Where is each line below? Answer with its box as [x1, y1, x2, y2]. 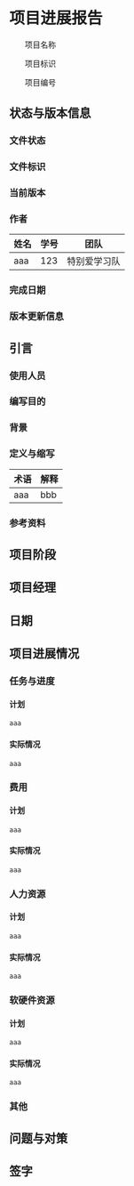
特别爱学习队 [67, 255, 122, 268]
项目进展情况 [9, 646, 80, 661]
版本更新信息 [9, 311, 65, 323]
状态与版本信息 [9, 106, 91, 121]
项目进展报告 [9, 8, 104, 28]
